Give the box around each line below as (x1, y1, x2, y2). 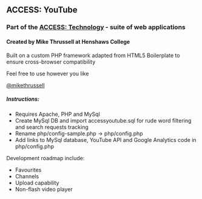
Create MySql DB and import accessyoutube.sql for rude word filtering (15, 117, 192, 124)
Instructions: (6, 95, 40, 103)
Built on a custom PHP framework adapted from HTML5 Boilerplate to (6, 52, 180, 59)
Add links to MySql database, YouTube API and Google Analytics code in (15, 137, 197, 144)
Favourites (15, 166, 42, 174)
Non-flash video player (15, 186, 73, 193)
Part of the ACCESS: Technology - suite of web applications (6, 23, 186, 32)
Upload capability (15, 179, 59, 187)
